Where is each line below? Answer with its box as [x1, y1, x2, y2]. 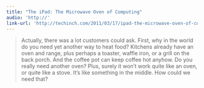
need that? [21, 75, 49, 83]
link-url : [6, 20, 32, 26]
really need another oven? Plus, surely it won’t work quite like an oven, [21, 63, 197, 70]
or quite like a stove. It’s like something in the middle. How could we [21, 69, 191, 76]
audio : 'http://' [6, 15, 50, 21]
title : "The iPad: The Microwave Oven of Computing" [6, 8, 143, 15]
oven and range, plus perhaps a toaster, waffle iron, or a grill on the [21, 50, 190, 57]
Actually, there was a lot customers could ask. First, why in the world [21, 37, 193, 44]
